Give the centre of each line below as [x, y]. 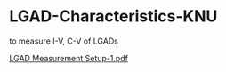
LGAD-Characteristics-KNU [113, 16]
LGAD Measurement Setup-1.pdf [69, 58]
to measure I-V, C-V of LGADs [64, 41]
